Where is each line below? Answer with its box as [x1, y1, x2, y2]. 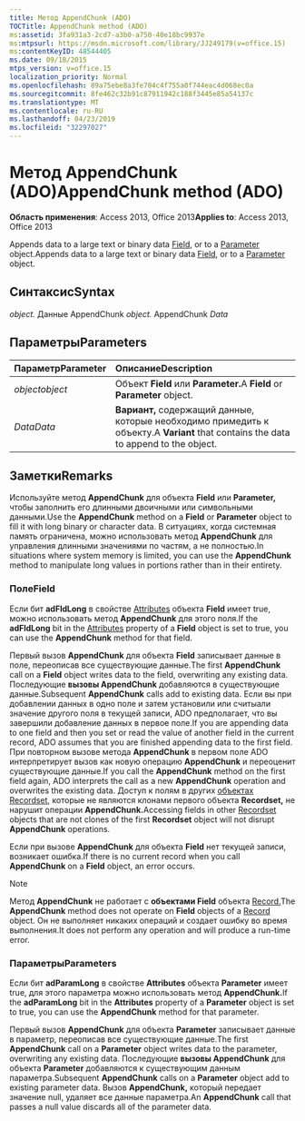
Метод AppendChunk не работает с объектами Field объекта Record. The [9, 896, 296, 907]
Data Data [14, 420, 56, 432]
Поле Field [9, 582, 56, 595]
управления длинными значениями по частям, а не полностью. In [9, 541, 264, 551]
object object [14, 382, 68, 395]
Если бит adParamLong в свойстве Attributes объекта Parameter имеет [9, 977, 289, 988]
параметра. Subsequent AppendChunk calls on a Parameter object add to [9, 1072, 290, 1083]
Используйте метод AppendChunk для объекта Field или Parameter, [9, 492, 277, 503]
